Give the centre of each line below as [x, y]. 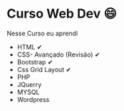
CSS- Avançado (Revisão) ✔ [58, 54]
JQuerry [29, 84]
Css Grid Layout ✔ [44, 69]
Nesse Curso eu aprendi [42, 33]
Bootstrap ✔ [35, 62]
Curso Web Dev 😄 [62, 14]
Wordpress [33, 99]
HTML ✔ [30, 47]
